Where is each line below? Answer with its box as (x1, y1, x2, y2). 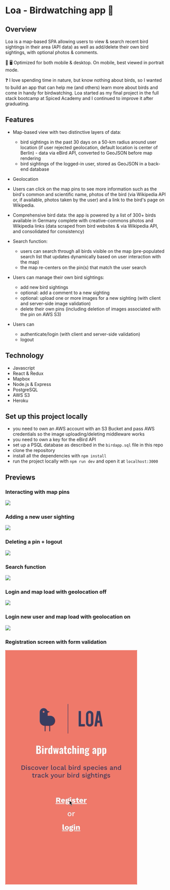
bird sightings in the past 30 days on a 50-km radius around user (20, 139, 157, 145)
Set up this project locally (5, 412, 88, 421)
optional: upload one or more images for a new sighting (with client (20, 295, 161, 301)
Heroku (12, 397, 29, 403)
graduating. (5, 101, 30, 107)
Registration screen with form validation (5, 638, 107, 645)
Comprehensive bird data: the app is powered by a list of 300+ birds (12, 212, 156, 218)
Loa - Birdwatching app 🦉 (5, 5, 114, 16)
